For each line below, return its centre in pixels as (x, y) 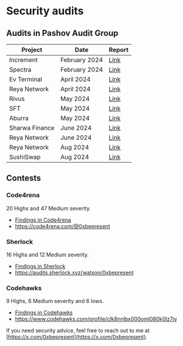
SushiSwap (25, 157)
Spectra (20, 70)
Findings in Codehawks (44, 313)
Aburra (19, 118)
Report (118, 50)
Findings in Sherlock (40, 266)
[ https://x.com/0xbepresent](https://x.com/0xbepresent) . (77, 337)
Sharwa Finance (32, 128)
